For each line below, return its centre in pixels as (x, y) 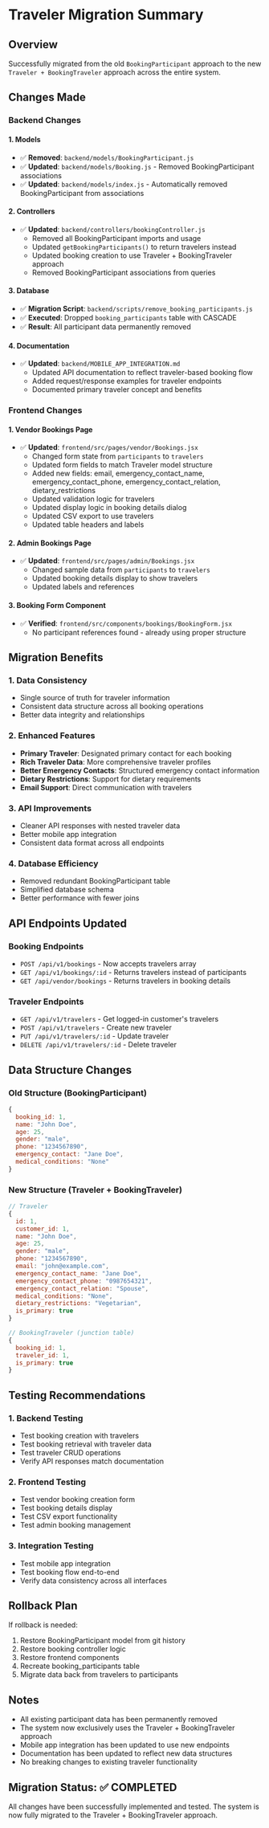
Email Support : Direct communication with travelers (106, 787)
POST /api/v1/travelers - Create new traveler (96, 1028)
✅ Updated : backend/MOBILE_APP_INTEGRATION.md (100, 364)
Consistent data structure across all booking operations (112, 706)
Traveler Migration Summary (106, 15)
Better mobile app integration (68, 834)
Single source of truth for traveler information (95, 698)
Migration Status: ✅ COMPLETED (93, 1787)
